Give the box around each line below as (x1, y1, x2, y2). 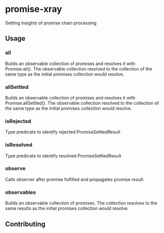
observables (5, 189, 36, 196)
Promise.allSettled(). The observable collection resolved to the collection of (5, 100, 159, 106)
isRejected (5, 118, 31, 125)
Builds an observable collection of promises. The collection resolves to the (5, 200, 158, 206)
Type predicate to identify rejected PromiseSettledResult (5, 129, 120, 135)
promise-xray (5, 3, 62, 15)
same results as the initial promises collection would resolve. (5, 205, 129, 212)
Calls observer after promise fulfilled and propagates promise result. (5, 176, 145, 182)
